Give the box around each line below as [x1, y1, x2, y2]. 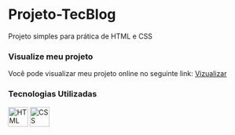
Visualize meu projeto [8, 51, 94, 62]
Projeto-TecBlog [8, 5, 116, 24]
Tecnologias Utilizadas [8, 89, 97, 100]
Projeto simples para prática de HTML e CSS [8, 31, 153, 41]
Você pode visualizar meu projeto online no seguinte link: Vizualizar [8, 69, 227, 78]
